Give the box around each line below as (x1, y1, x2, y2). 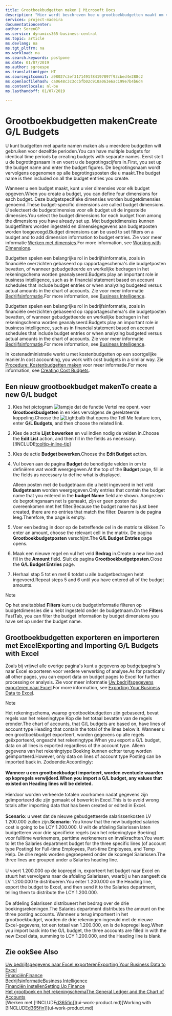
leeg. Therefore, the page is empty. (12, 514, 86, 520)
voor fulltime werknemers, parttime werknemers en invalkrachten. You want (5, 835, 164, 841)
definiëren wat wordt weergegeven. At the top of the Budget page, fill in (12, 467, 164, 473)
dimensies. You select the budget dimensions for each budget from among (5, 213, 162, 219)
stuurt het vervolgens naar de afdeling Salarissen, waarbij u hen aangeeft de (5, 873, 167, 879)
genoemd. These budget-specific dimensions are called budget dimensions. (5, 202, 165, 208)
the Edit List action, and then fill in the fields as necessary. (12, 436, 137, 442)
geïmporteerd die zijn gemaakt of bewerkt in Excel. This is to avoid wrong (5, 797, 159, 803)
